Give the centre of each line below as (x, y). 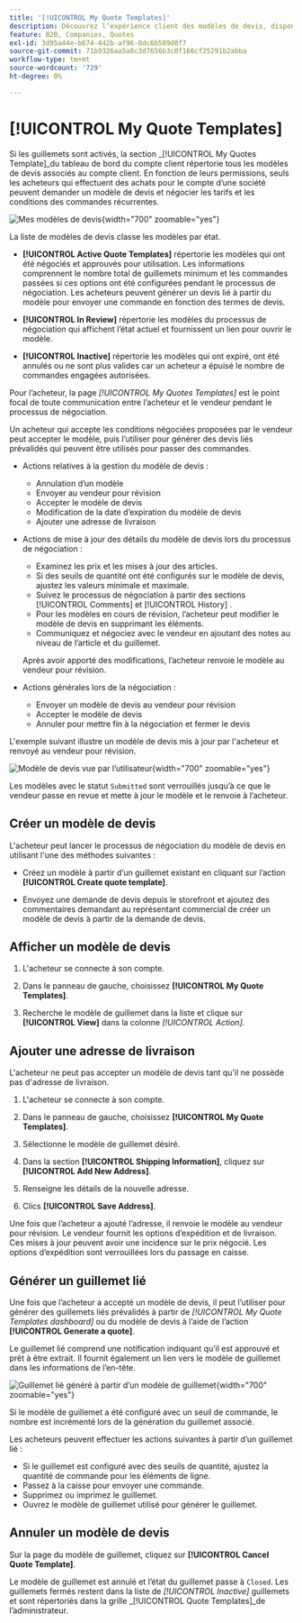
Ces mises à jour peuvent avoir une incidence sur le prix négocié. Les (138, 1243)
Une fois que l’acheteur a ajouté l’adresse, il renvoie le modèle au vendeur (146, 1224)
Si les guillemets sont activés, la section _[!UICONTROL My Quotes (133, 153)
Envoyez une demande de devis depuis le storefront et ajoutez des (146, 899)
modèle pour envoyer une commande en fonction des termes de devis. (154, 302)
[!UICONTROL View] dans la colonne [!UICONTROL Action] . (133, 1023)
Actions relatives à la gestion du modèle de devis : (115, 466)
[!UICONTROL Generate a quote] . (72, 1331)
